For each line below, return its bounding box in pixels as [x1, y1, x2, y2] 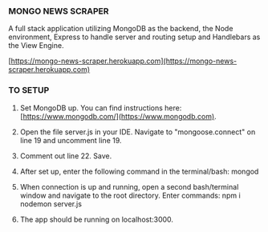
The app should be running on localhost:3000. [19, 214, 174, 224]
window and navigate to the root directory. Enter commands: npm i [19, 190, 241, 200]
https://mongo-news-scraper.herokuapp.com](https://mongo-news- [10, 56, 238, 66]
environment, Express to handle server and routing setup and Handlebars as [8, 32, 261, 42]
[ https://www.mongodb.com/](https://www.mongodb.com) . [19, 111, 217, 121]
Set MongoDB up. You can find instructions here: [19, 102, 182, 113]
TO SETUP [8, 85, 50, 96]
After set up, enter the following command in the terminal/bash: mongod [19, 166, 259, 176]
